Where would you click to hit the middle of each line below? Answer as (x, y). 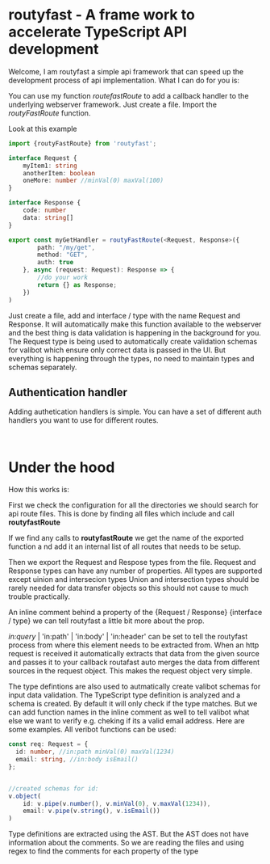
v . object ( (25, 796)
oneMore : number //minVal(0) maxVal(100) (93, 181)
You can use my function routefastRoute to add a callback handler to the (129, 95)
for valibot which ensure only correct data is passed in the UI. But (117, 350)
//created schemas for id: (54, 788)
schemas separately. (43, 367)
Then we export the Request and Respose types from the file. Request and (132, 563)
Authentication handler (68, 392)
